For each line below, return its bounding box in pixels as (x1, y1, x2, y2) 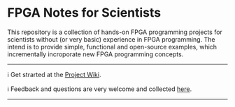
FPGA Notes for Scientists (7, 5, 162, 21)
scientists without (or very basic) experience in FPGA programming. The (7, 35, 215, 43)
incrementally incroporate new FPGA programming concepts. (7, 50, 184, 58)
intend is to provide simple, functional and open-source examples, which (7, 42, 218, 51)
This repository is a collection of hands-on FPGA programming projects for (7, 28, 222, 36)
